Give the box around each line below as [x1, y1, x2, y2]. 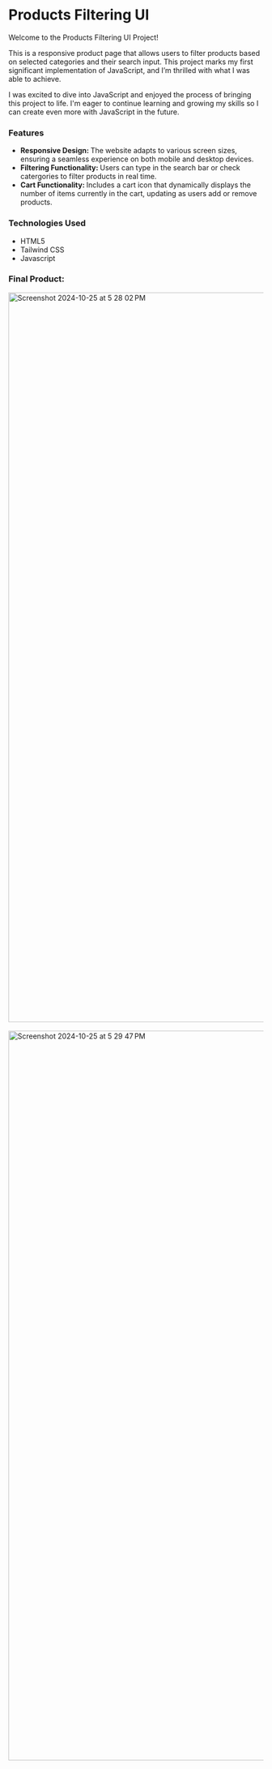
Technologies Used [8, 217, 87, 229]
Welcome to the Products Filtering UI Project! [8, 32, 159, 42]
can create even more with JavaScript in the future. [8, 107, 180, 117]
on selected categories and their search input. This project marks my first [8, 57, 253, 66]
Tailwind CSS [19, 245, 65, 255]
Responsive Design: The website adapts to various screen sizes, [19, 146, 237, 156]
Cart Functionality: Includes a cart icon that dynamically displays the [19, 180, 251, 190]
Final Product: [8, 273, 65, 285]
